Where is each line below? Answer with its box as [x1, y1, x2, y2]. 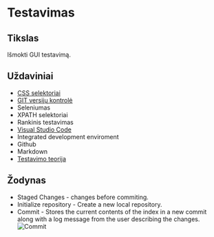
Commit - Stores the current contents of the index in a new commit [17, 207, 207, 216]
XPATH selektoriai [17, 110, 68, 118]
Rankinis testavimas [17, 118, 74, 126]
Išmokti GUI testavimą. [7, 50, 71, 59]
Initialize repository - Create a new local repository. [17, 200, 162, 208]
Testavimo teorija [17, 154, 67, 163]
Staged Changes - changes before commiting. [17, 193, 149, 201]
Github [17, 140, 36, 148]
